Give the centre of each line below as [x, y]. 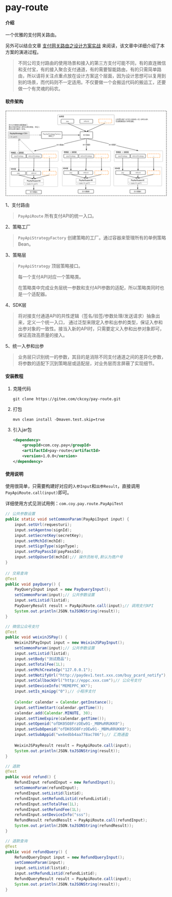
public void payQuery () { [33, 584]
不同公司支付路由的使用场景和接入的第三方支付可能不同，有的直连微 [90, 63]
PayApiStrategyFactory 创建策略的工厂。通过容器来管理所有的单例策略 [92, 238]
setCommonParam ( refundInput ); [47, 788]
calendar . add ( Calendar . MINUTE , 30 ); [54, 713]
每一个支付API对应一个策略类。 [51, 277]
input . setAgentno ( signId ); [43, 530]
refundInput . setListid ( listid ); [49, 793]
